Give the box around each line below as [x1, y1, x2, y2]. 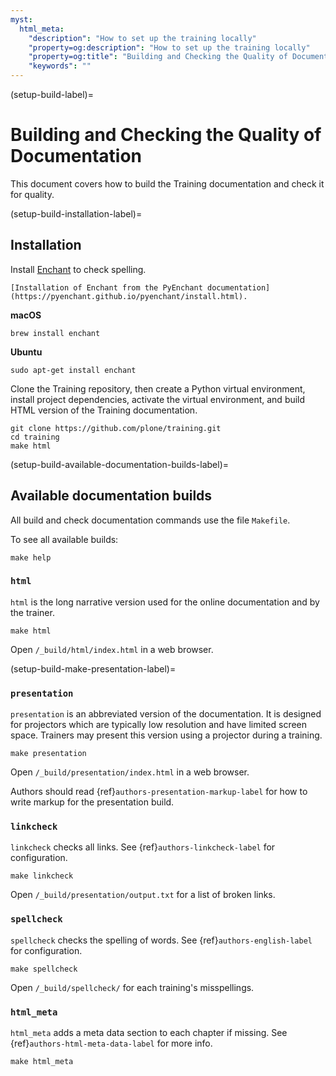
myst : [10, 14, 33, 25]
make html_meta [10, 1057, 74, 1067]
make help [10, 552, 52, 563]
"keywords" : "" [28, 61, 92, 71]
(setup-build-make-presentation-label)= [10, 662, 177, 675]
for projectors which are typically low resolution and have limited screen [10, 719, 308, 731]
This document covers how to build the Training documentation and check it [10, 177, 325, 190]
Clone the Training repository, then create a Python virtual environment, [10, 382, 306, 395]
